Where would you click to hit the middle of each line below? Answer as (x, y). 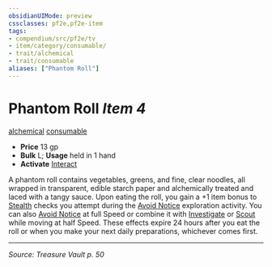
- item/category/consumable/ (57, 46)
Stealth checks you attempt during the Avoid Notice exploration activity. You (135, 205)
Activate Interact (49, 163)
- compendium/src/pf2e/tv (52, 38)
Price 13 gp (39, 146)
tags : (17, 31)
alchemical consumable (48, 131)
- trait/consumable (41, 61)
